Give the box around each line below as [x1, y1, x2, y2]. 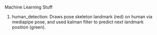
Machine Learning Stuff [4, 4, 53, 10]
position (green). [11, 24, 46, 30]
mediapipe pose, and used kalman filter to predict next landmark [11, 19, 144, 25]
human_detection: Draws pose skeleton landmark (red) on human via [11, 14, 153, 19]
